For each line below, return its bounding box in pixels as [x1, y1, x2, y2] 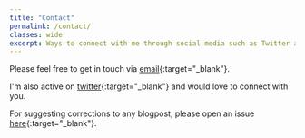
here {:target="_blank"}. [9, 118, 97, 129]
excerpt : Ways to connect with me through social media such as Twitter [9, 38, 290, 48]
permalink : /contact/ [9, 22, 92, 31]
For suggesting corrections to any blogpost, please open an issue [9, 108, 255, 119]
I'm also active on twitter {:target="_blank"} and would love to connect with [9, 81, 289, 92]
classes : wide [9, 30, 64, 39]
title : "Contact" [9, 13, 75, 23]
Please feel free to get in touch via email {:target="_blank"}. [9, 64, 230, 74]
